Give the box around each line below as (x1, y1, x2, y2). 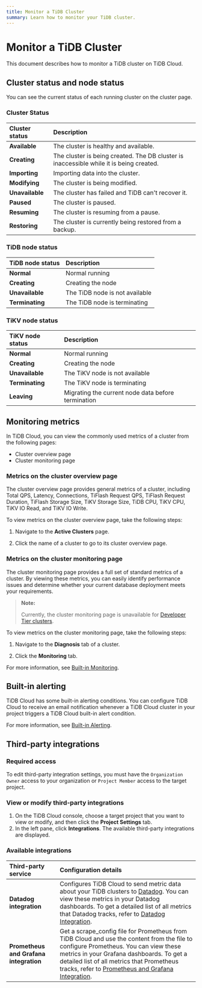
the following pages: (6, 438, 57, 446)
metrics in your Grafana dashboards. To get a (60, 950, 188, 958)
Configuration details (60, 865, 122, 874)
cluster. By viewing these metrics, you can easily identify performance (6, 575, 180, 582)
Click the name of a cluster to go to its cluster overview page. (14, 539, 167, 547)
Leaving (9, 392, 33, 400)
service (9, 870, 32, 878)
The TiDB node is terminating (66, 298, 148, 307)
